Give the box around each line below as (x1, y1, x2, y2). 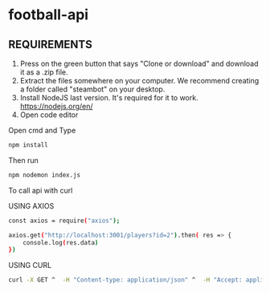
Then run (8, 155, 39, 165)
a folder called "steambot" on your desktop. (19, 84, 166, 94)
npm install (8, 141, 48, 149)
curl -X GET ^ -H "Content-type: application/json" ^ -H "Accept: (8, 276, 243, 284)
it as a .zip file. (19, 67, 68, 77)
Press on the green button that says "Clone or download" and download (19, 59, 259, 68)
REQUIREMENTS (8, 38, 92, 51)
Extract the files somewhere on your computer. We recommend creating (19, 76, 260, 85)
